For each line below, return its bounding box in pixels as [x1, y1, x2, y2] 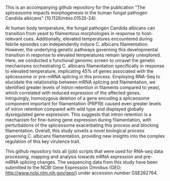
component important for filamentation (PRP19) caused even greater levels [5, 101, 161, 106]
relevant [5, 36, 22, 42]
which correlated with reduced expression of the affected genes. [5, 90, 141, 96]
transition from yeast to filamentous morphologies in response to [5, 31, 141, 36]
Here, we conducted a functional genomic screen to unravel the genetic [5, 57, 156, 63]
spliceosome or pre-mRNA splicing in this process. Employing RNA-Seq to [5, 74, 161, 79]
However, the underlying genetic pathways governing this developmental [5, 47, 158, 52]
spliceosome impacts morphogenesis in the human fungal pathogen [5, 10, 148, 16]
